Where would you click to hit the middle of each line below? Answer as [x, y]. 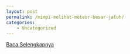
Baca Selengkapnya [30, 45]
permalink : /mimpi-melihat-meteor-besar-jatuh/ [65, 17]
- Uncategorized [37, 28]
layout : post [22, 11]
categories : [20, 22]
